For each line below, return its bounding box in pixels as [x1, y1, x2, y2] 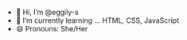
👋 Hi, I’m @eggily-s [15, 8, 79, 16]
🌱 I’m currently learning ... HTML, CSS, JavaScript [15, 16, 180, 25]
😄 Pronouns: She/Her [15, 24, 88, 33]
